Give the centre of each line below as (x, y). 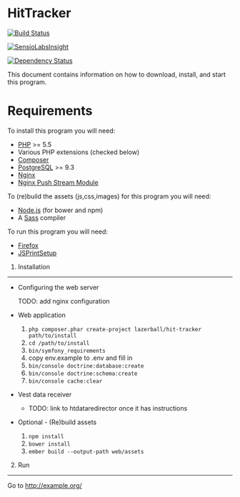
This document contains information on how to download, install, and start (117, 74)
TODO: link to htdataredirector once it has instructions (108, 408)
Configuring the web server (58, 287)
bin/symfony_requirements (67, 351)
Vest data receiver (45, 394)
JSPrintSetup (37, 253)
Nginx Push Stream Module (58, 182)
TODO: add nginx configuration (64, 301)
